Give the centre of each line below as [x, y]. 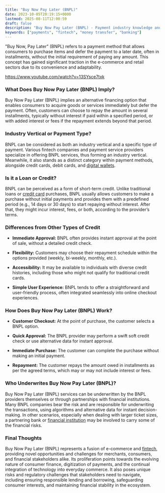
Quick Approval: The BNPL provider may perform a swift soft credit [81, 336]
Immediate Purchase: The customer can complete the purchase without [85, 351]
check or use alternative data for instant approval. [63, 341]
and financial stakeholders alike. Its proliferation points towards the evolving [82, 459]
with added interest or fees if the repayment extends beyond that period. [79, 121]
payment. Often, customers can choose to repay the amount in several [76, 110]
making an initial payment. [39, 356]
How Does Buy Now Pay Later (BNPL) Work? [59, 311]
